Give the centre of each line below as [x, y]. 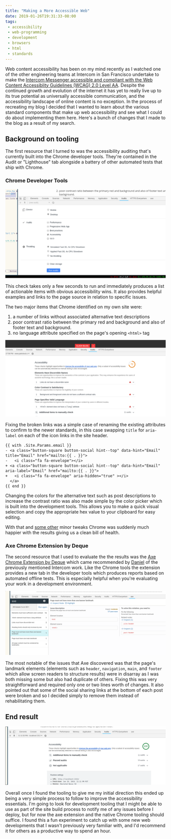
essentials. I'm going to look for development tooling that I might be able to [84, 804]
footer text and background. [42, 327]
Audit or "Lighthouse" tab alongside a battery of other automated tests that [84, 162]
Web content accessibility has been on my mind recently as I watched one [83, 69]
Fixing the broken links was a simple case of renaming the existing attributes [85, 424]
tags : [11, 21]
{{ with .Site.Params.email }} [38, 445]
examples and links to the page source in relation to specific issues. [76, 297]
